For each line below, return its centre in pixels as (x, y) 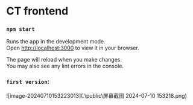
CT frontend (37, 11)
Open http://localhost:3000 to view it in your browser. (73, 48)
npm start (21, 29)
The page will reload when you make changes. (64, 60)
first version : (28, 81)
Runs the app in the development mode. (56, 42)
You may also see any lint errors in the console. (65, 66)
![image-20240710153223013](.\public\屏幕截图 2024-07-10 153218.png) (96, 95)
